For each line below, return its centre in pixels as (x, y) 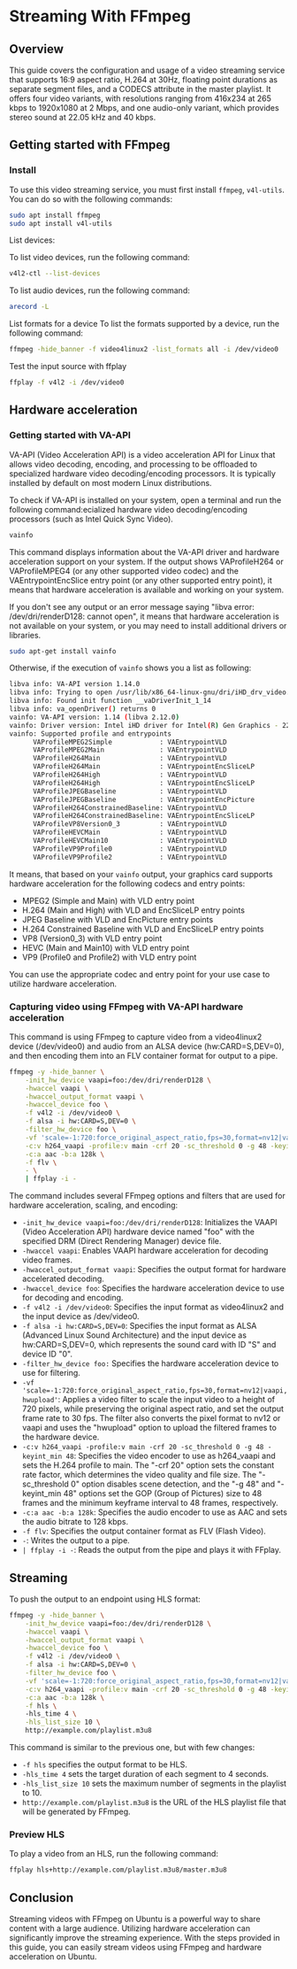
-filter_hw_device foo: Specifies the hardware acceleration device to (150, 1363)
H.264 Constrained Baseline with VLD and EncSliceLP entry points (143, 929)
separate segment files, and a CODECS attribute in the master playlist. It (140, 89)
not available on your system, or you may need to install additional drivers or (148, 625)
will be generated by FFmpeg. (76, 1811)
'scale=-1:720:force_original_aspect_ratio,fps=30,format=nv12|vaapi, (155, 1391)
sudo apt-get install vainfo (63, 651)
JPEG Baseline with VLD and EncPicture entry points (118, 919)
